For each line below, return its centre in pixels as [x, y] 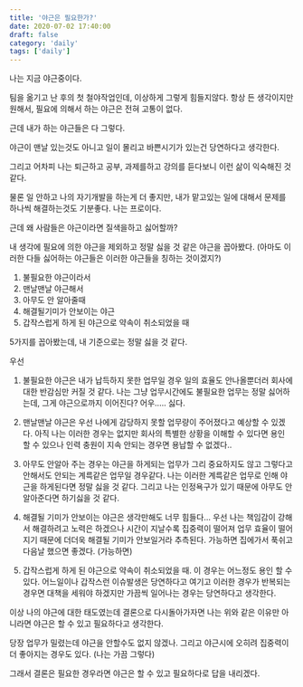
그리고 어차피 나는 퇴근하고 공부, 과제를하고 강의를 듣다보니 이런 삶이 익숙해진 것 [151, 167]
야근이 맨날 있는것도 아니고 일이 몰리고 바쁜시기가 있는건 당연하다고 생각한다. [145, 148]
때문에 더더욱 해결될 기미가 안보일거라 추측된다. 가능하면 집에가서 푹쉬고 [166, 540]
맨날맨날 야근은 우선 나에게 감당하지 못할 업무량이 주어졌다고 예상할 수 [146, 423]
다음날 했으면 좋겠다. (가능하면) [77, 551]
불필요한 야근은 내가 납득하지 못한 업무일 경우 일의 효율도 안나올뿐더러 [146, 380]
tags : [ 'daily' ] [40, 52]
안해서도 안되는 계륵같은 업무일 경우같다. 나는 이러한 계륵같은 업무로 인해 [150, 475]
